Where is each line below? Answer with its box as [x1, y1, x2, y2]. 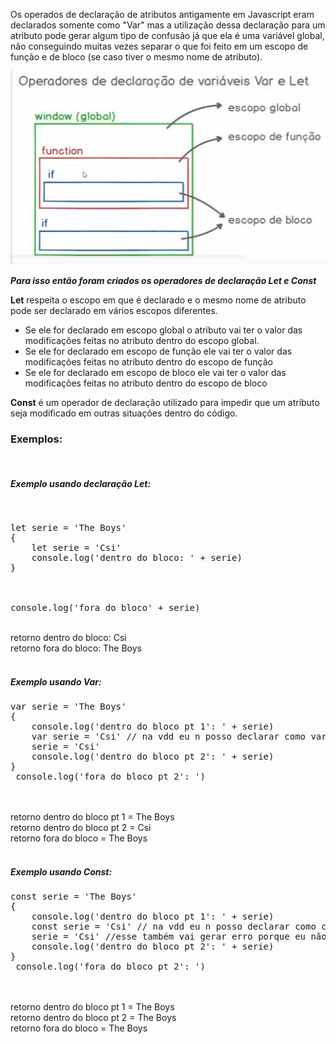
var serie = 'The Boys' [10, 701, 127, 713]
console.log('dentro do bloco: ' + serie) [31, 552, 243, 564]
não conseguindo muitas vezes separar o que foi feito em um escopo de [10, 40, 309, 52]
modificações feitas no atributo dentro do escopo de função [24, 356, 274, 368]
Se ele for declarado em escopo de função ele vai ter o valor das [24, 345, 293, 358]
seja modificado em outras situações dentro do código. [10, 407, 238, 419]
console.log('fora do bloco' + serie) [10, 602, 201, 614]
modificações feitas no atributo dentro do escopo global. [24, 335, 260, 347]
